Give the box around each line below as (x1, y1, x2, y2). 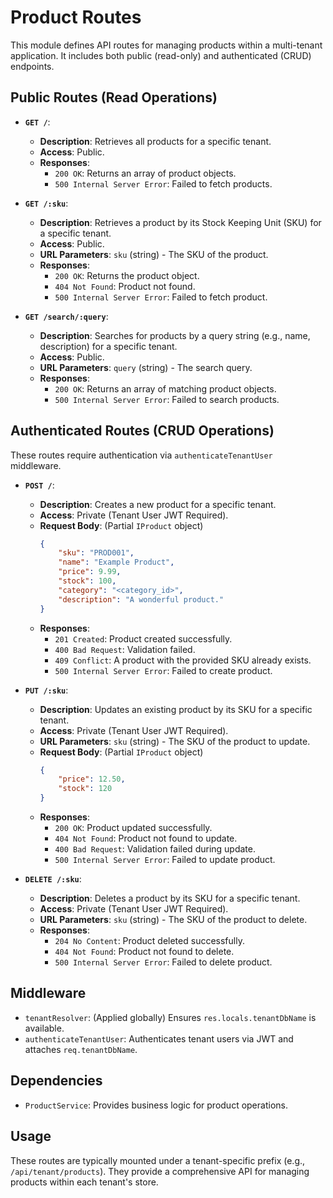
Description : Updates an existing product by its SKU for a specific (39, 703, 313, 715)
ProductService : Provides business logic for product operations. (24, 1099, 288, 1111)
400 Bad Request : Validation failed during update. (54, 843, 256, 855)
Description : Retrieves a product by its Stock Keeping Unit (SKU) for (39, 216, 322, 228)
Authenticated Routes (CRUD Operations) (10, 422, 275, 440)
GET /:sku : (24, 197, 69, 209)
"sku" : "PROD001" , (58, 548, 135, 558)
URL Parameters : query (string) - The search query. (39, 361, 253, 373)
